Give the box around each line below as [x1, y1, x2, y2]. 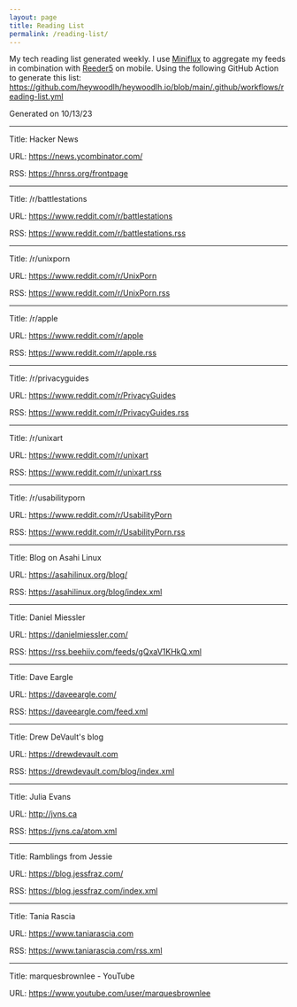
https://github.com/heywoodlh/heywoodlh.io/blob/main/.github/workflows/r [9, 81, 285, 93]
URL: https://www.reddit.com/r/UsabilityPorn [9, 510, 172, 521]
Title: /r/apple [9, 314, 58, 324]
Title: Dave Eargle [9, 672, 73, 683]
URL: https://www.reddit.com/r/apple [9, 330, 144, 341]
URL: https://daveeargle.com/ [9, 689, 117, 700]
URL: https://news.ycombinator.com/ [9, 151, 143, 162]
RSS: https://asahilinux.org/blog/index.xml [9, 586, 163, 598]
